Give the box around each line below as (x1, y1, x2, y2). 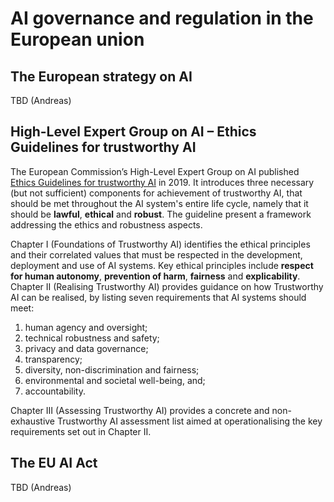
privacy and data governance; (24, 342, 149, 354)
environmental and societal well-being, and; (24, 374, 206, 386)
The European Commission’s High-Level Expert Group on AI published (10, 165, 300, 177)
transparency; (24, 353, 83, 365)
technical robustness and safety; (24, 332, 160, 344)
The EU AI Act (10, 455, 98, 472)
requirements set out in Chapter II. (10, 425, 152, 437)
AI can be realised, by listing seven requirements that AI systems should (10, 291, 307, 303)
